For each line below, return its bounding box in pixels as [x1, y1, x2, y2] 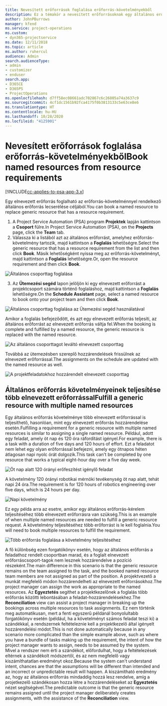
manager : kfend [5, 21, 37, 26]
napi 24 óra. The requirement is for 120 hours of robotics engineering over [5, 481, 156, 487]
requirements [5, 172, 62, 183]
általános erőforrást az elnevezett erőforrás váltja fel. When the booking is [5, 321, 156, 327]
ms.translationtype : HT [5, 105, 55, 110]
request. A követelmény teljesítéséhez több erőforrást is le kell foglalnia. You [5, 522, 160, 528]
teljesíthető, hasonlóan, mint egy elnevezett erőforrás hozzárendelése [5, 420, 148, 426]
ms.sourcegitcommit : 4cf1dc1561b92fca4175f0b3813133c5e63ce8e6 [5, 100, 139, 105]
